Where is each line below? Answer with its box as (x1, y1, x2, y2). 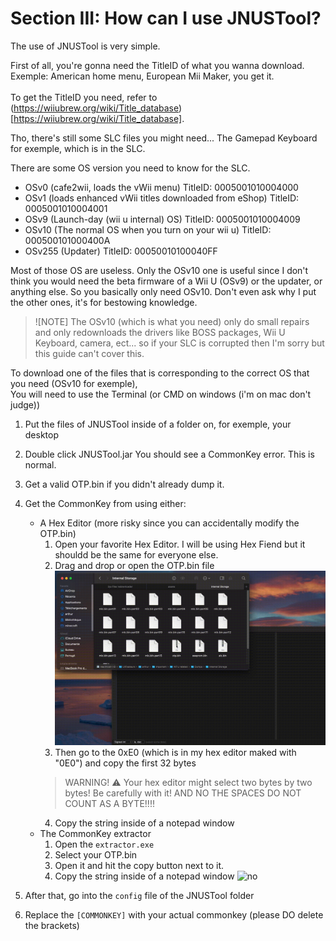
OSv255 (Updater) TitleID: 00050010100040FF (24, 245, 218, 257)
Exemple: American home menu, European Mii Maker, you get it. (10, 70, 275, 82)
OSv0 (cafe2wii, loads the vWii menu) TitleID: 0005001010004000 (24, 181, 299, 193)
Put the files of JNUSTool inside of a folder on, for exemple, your (24, 418, 292, 430)
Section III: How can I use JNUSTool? (10, 7, 322, 30)
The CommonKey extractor (39, 828, 152, 840)
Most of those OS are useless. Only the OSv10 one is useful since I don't (10, 264, 309, 276)
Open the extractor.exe (54, 838, 155, 851)
